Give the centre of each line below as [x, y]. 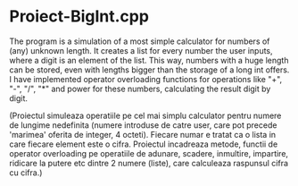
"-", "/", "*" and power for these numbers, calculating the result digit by [140, 89]
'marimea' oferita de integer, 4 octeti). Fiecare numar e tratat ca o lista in [143, 134]
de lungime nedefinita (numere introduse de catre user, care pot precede [143, 125]
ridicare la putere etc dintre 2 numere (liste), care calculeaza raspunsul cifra [149, 163]
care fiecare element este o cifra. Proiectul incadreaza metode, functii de [144, 144]
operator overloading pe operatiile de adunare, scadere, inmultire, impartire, [149, 153]
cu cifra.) [26, 173]
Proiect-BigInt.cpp [79, 17]
